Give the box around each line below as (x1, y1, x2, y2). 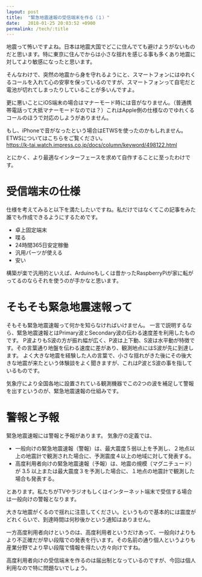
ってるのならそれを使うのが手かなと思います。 (6, 277, 122, 284)
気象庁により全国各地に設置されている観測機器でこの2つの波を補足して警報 (6, 380, 194, 387)
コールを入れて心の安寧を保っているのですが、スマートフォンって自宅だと (11, 79, 196, 86)
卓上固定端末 (14, 226, 47, 233)
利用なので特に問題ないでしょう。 (6, 564, 90, 572)
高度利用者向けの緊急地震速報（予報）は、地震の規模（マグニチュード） (14, 460, 195, 468)
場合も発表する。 (14, 475, 58, 483)
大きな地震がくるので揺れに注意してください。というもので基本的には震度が (6, 509, 196, 516)
